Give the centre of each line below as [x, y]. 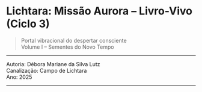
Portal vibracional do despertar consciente [74, 40]
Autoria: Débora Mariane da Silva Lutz [53, 64]
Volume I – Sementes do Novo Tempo [67, 47]
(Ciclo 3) [28, 24]
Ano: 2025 [19, 77]
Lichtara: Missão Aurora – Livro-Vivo [99, 11]
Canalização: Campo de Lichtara [47, 70]
